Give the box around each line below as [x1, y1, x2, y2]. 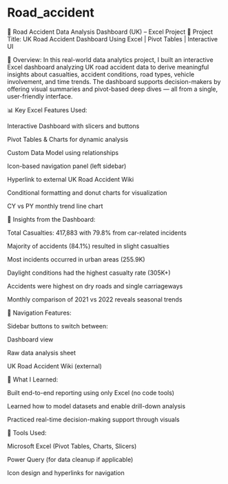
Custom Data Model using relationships [7, 148, 119, 156]
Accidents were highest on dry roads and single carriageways [7, 282, 183, 290]
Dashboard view [7, 335, 54, 344]
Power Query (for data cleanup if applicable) [7, 455, 134, 463]
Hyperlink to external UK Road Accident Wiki [7, 175, 134, 183]
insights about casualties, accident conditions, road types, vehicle [7, 70, 195, 78]
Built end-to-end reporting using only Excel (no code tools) [7, 388, 174, 397]
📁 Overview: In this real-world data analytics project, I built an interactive [7, 55, 214, 63]
